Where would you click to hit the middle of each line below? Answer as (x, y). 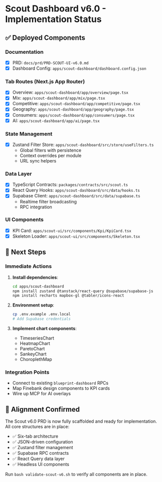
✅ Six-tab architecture (35, 436)
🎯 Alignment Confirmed (42, 409)
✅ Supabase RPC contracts (40, 453)
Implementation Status (54, 19)
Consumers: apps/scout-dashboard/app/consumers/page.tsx (74, 115)
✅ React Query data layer (38, 459)
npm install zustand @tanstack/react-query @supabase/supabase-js (83, 291)
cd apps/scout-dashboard (38, 286)
